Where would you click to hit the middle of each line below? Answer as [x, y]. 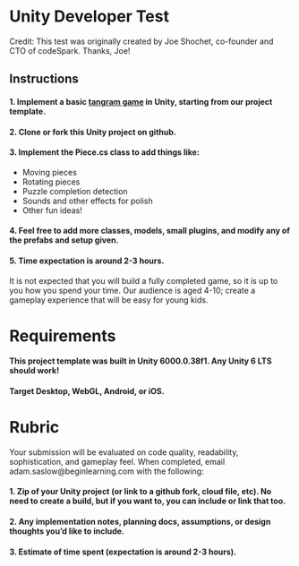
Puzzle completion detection [75, 191]
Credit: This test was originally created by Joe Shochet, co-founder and [141, 41]
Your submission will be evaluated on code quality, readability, [124, 452]
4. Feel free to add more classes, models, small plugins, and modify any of [150, 231]
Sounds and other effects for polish [88, 201]
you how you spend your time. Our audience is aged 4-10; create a [132, 290]
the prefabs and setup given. [64, 240]
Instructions [44, 79]
